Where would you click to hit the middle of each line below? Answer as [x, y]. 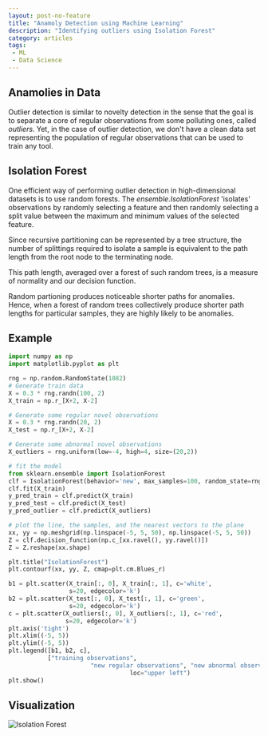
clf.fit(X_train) [37, 488]
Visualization [42, 705]
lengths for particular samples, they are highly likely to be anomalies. [121, 313]
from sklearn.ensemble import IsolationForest [87, 473]
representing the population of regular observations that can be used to [126, 137]
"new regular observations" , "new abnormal [164, 665]
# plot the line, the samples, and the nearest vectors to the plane [126, 525]
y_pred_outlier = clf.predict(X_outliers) [80, 511]
